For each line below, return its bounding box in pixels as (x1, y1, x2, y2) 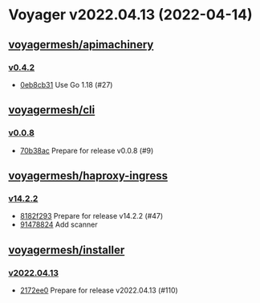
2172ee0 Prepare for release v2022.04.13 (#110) (19, 285, 178, 295)
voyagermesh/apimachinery (8, 38, 154, 51)
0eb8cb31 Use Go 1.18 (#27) (19, 80, 113, 89)
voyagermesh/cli (8, 103, 95, 117)
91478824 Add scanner (19, 219, 98, 230)
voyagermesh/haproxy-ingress (8, 169, 169, 182)
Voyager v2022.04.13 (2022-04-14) (8, 6, 253, 24)
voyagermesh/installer (8, 243, 125, 256)
